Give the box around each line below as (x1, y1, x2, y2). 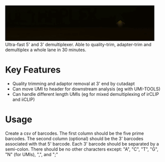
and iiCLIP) (12, 96, 35, 102)
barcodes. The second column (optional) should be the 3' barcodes (5, 135, 144, 142)
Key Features (5, 64, 61, 76)
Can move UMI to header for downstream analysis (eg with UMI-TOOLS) (12, 85, 161, 92)
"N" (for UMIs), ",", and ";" (5, 151, 58, 157)
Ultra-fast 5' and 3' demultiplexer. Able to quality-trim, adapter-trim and (5, 42, 152, 47)
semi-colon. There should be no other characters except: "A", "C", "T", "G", (5, 146, 159, 152)
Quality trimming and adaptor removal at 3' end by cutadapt (12, 81, 135, 86)
